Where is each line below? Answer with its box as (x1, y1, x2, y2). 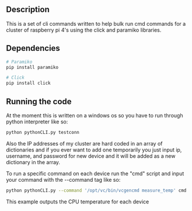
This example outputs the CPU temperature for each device (6, 198, 149, 205)
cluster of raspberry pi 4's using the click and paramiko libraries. (6, 26, 162, 33)
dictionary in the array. (6, 158, 60, 165)
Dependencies (6, 43, 60, 53)
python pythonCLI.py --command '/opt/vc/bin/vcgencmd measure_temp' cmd (6, 187, 187, 193)
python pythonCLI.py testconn (6, 129, 80, 135)
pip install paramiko (6, 64, 59, 70)
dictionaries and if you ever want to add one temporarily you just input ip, (6, 146, 182, 153)
